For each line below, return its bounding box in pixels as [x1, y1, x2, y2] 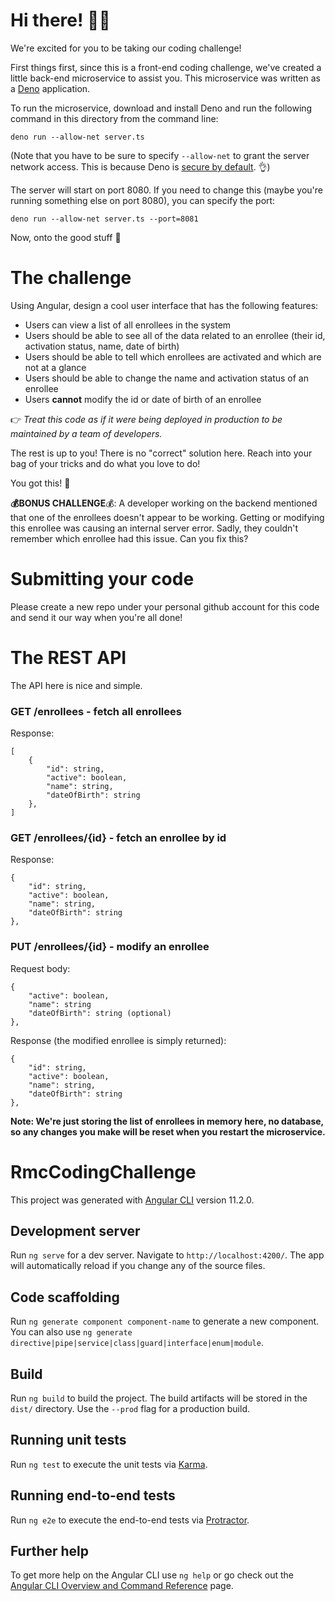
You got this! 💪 [10, 477, 71, 489]
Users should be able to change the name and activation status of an [24, 372, 309, 384]
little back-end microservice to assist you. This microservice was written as [10, 72, 321, 84]
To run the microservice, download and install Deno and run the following [10, 102, 313, 114]
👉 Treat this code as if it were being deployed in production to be [10, 413, 283, 425]
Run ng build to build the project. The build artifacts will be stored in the [10, 1392, 308, 1404]
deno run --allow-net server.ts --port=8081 [10, 214, 199, 224]
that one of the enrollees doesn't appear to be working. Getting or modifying [10, 511, 325, 523]
